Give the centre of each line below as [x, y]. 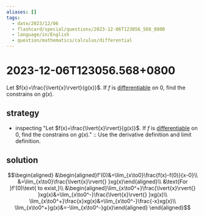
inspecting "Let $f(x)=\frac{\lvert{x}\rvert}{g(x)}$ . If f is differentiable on [106, 128]
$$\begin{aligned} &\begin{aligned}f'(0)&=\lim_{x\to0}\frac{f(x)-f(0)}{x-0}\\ [103, 175]
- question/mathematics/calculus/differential [72, 40]
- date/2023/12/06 [35, 23]
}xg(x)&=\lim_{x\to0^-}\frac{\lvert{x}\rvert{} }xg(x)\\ [103, 194]
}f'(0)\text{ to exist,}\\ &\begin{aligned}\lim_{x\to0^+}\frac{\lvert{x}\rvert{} [103, 188]
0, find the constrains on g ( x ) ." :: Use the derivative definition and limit [103, 134]
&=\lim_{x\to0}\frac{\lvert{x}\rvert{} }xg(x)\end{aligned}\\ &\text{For [103, 182]
